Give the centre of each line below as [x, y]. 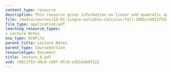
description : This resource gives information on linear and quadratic [83, 15]
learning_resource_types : [33, 29]
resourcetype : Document [31, 52]
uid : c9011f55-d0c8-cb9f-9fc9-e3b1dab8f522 [52, 62]
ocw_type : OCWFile [25, 39]
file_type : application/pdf [35, 24]
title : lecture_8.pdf [28, 57]
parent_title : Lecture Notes [36, 43]
